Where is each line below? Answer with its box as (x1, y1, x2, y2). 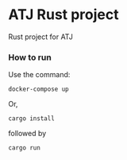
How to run (8, 52, 52, 63)
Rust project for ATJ (8, 32, 73, 41)
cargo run (8, 144, 41, 152)
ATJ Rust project (8, 6, 119, 24)
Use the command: (8, 70, 71, 80)
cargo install (8, 115, 56, 123)
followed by (8, 129, 47, 139)
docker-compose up (8, 85, 69, 93)
